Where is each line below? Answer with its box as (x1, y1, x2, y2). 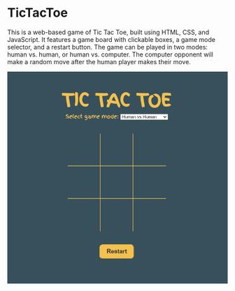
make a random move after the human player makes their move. (7, 57, 191, 66)
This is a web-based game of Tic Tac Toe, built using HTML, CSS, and (7, 28, 210, 36)
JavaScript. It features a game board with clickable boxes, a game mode (7, 35, 215, 43)
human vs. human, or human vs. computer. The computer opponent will (7, 50, 213, 59)
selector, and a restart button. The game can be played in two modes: (7, 43, 208, 51)
